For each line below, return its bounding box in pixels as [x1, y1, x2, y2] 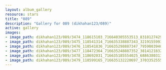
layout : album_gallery [5, 7, 52, 12]
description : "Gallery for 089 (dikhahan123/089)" [5, 21, 112, 26]
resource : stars [5, 12, 39, 17]
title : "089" [5, 16, 32, 21]
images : [5, 30, 21, 35]
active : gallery [5, 26, 39, 31]
